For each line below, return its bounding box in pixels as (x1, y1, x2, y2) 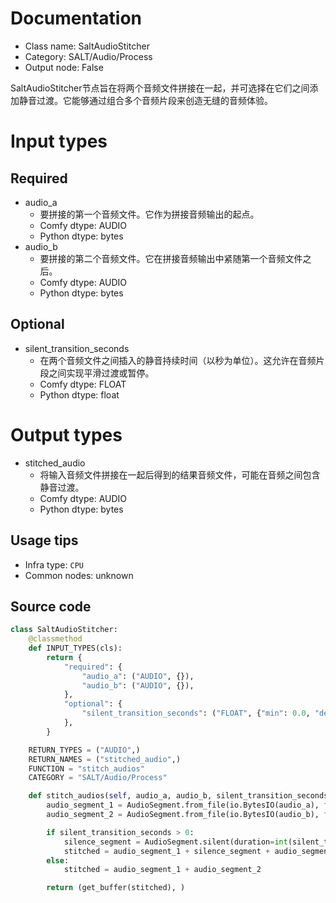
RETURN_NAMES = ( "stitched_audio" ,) (28, 754, 182, 764)
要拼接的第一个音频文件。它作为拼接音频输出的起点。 (39, 208, 260, 220)
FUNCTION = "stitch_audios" (28, 763, 145, 774)
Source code (10, 598, 92, 615)
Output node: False (24, 61, 104, 73)
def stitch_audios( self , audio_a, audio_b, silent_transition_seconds (28, 791, 329, 801)
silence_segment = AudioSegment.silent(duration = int (63, 837, 288, 847)
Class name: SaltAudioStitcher (24, 40, 150, 52)
